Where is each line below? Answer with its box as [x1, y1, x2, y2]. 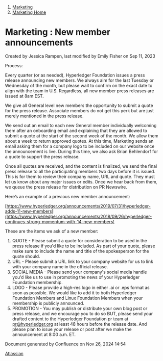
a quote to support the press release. [5, 154, 80, 159]
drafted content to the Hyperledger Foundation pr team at [12, 316, 129, 322]
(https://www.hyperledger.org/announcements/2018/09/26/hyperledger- [5, 213, 152, 219]
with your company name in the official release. [12, 263, 108, 269]
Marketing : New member [5, 26, 111, 38]
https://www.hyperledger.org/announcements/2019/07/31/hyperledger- [6, 203, 151, 209]
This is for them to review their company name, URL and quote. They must [5, 174, 155, 180]
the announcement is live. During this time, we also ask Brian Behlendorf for [5, 148, 158, 154]
